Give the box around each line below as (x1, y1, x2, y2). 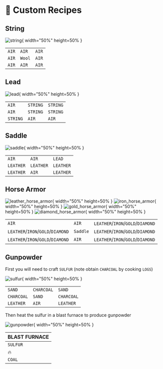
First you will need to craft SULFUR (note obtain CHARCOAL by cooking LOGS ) (5, 266, 153, 272)
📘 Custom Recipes (5, 4, 82, 16)
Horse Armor (5, 185, 46, 194)
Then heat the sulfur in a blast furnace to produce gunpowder (5, 312, 131, 318)
